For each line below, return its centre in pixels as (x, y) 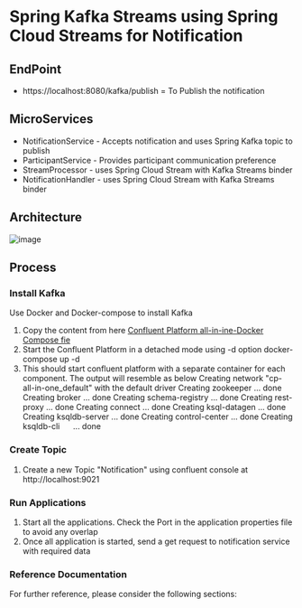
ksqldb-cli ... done (62, 426)
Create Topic (38, 450)
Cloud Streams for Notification (126, 36)
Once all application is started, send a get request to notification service (156, 541)
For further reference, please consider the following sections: (123, 594)
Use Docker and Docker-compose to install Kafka (101, 313)
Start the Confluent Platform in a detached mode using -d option (142, 350)
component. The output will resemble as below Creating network (143, 379)
